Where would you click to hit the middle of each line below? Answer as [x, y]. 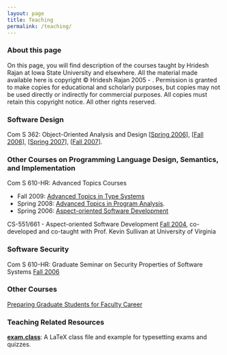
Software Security [38, 249]
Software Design [35, 119]
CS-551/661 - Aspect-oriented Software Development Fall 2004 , [98, 225]
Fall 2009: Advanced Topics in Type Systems [81, 196]
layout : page [26, 13]
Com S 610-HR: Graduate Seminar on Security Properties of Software [105, 264]
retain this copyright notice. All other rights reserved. [82, 102]
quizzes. [19, 345]
